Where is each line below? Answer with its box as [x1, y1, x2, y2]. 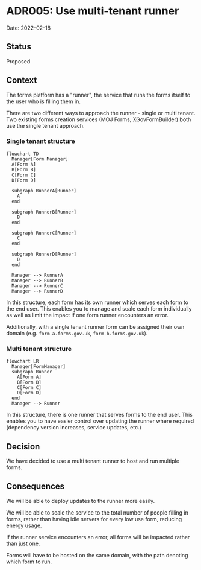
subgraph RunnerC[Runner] [11, 230, 77, 236]
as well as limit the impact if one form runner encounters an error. [6, 311, 169, 318]
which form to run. [6, 558, 52, 565]
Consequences [6, 481, 65, 492]
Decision [6, 442, 40, 452]
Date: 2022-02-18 [6, 24, 51, 31]
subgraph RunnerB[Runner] [11, 209, 77, 215]
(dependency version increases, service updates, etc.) [6, 424, 141, 431]
